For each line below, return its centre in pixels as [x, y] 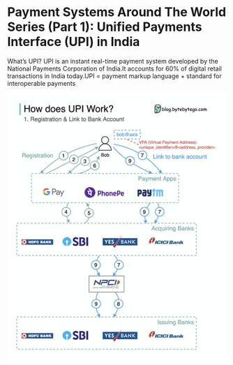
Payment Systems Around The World [117, 12]
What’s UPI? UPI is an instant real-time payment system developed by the [113, 61]
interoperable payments [42, 83]
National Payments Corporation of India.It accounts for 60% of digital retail [114, 68]
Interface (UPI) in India [74, 42]
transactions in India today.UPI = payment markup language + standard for [114, 76]
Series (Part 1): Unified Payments [105, 27]
